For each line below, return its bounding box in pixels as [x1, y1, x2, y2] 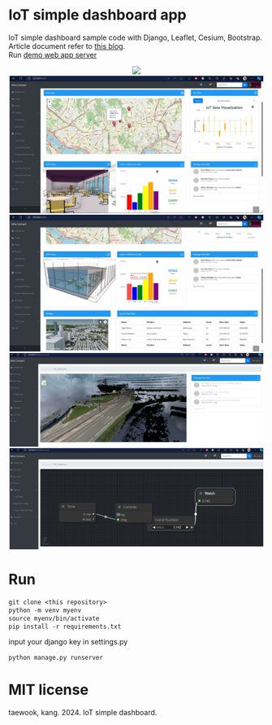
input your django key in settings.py [8, 636, 128, 646]
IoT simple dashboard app [8, 6, 187, 24]
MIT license [8, 681, 89, 699]
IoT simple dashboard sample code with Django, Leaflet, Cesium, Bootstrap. [8, 33, 262, 42]
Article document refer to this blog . [8, 41, 126, 50]
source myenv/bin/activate [8, 614, 100, 622]
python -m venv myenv [8, 606, 82, 614]
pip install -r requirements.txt [8, 622, 122, 631]
